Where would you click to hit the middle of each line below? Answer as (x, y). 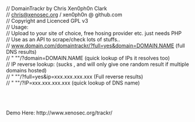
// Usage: (17, 27)
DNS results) (21, 52)
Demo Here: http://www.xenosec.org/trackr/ (59, 113)
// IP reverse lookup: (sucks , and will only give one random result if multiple (97, 64)
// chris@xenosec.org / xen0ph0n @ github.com (64, 15)
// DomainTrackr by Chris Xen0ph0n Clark (57, 8)
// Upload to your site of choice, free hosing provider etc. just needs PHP (94, 33)
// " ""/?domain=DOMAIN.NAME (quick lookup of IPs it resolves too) (88, 58)
